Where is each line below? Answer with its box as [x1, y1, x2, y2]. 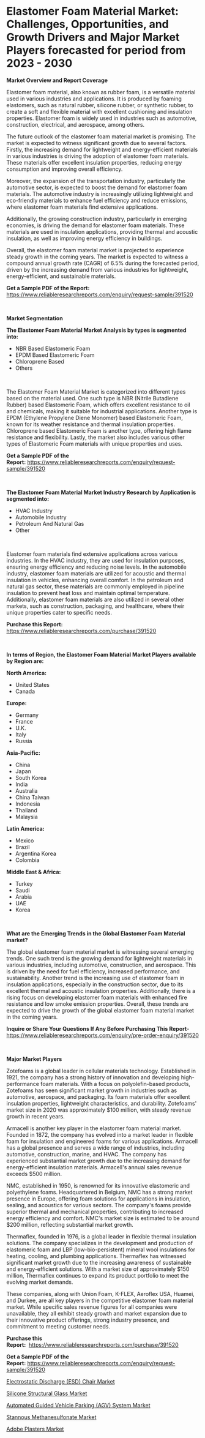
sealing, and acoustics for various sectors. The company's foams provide [6, 1201, 192, 1208]
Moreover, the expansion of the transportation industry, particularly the [6, 177, 185, 184]
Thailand [15, 806, 38, 814]
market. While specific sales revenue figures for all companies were [6, 1303, 177, 1311]
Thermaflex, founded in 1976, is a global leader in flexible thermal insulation [6, 1232, 197, 1240]
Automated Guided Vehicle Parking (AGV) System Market [6, 1401, 151, 1409]
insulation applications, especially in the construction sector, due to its [6, 981, 184, 988]
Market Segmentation [6, 314, 63, 322]
